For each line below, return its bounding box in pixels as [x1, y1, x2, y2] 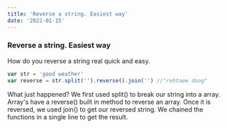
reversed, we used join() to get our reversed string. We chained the [7, 105, 204, 114]
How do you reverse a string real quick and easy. [7, 56, 150, 65]
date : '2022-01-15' [7, 17, 65, 24]
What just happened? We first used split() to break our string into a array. [7, 90, 221, 98]
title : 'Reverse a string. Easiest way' [7, 10, 129, 18]
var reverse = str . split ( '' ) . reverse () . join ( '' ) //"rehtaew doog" [7, 77, 208, 84]
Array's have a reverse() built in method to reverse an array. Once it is [7, 97, 211, 106]
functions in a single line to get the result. [7, 112, 128, 121]
